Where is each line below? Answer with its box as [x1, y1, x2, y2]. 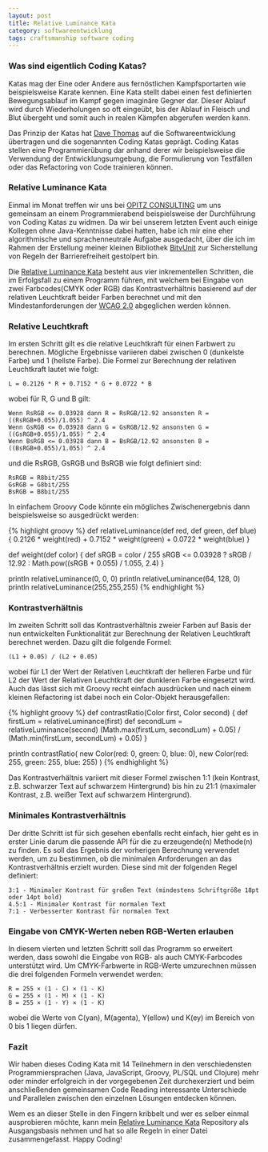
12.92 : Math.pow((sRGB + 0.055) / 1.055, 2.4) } [8, 558, 164, 568]
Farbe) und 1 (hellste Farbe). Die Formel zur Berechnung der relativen [8, 356, 237, 366]
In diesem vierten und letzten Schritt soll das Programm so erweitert [8, 944, 233, 954]
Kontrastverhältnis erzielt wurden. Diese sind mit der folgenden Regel [8, 862, 238, 872]
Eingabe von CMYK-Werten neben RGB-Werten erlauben [8, 926, 234, 937]
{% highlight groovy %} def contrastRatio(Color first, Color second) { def [8, 708, 248, 718]
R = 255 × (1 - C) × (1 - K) [8, 985, 106, 993]
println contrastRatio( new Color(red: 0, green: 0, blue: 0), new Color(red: [8, 749, 250, 758]
